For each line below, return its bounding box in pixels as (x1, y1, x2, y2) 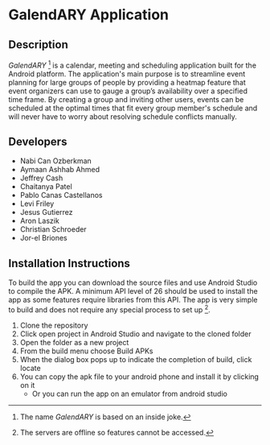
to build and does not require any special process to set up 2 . (8, 303, 211, 315)
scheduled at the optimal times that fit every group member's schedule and (8, 103, 258, 113)
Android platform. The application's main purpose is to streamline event (8, 68, 246, 78)
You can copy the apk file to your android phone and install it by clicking (19, 372, 260, 381)
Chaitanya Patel (19, 182, 72, 192)
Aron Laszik (19, 216, 60, 226)
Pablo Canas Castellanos (19, 191, 103, 200)
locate (19, 363, 42, 373)
